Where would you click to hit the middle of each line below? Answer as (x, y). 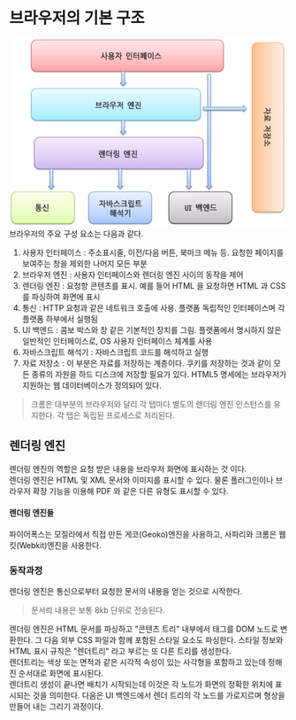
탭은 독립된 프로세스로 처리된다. (120, 415)
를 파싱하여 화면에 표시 (61, 297)
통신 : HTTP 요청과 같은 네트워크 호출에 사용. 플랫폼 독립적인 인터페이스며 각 (153, 307)
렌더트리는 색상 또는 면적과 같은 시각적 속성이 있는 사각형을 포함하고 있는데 (138, 662)
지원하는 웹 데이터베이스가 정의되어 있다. (91, 385)
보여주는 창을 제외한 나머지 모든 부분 (84, 263)
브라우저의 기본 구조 (77, 18)
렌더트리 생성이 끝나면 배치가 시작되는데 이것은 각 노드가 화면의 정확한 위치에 (141, 685)
